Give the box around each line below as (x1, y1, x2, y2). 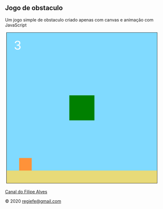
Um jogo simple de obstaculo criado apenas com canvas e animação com (5, 17, 154, 22)
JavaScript (5, 22, 27, 28)
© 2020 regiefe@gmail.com (5, 198, 61, 204)
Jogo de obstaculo (5, 4, 63, 12)
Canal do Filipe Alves (5, 189, 47, 195)
